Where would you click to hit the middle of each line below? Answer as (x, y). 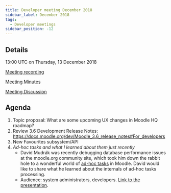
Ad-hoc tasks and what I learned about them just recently (74, 147)
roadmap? (23, 125)
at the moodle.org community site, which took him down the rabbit (90, 158)
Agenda (18, 108)
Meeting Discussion (26, 91)
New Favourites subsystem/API (46, 141)
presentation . (34, 185)
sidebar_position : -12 (29, 29)
